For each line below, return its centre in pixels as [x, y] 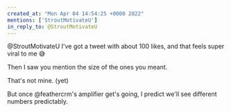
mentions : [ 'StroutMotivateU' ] [52, 20]
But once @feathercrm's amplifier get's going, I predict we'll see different [112, 94]
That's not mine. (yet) [38, 81]
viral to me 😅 [26, 54]
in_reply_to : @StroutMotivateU [52, 26]
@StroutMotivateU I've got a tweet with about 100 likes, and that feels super [116, 47]
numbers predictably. [37, 102]
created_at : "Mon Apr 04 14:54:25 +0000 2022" [76, 14]
